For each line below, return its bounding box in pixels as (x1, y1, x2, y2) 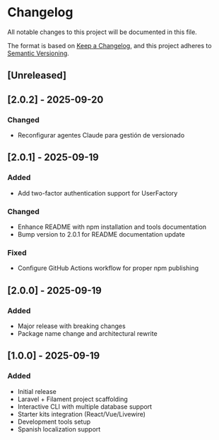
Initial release (17, 387, 57, 395)
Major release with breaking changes (17, 322, 126, 330)
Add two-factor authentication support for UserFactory (17, 188, 178, 197)
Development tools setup (17, 417, 91, 426)
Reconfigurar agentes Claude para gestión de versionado (17, 131, 185, 140)
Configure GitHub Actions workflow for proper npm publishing (17, 264, 199, 273)
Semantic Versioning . (7, 49, 69, 57)
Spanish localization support (17, 424, 101, 433)
